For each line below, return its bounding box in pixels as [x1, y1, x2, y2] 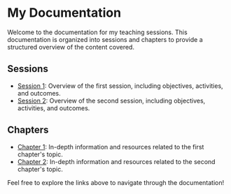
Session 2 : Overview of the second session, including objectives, [17, 96, 206, 105]
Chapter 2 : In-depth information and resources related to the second [17, 157, 216, 165]
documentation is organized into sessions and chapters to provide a [7, 35, 203, 43]
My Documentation [7, 5, 121, 21]
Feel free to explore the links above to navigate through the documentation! [7, 178, 225, 186]
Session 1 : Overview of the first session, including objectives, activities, [17, 82, 223, 90]
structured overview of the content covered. [7, 43, 135, 51]
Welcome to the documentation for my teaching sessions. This [7, 28, 188, 36]
